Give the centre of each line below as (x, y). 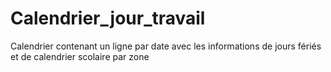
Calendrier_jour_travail (108, 18)
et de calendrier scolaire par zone (80, 56)
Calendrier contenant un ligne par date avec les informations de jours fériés (166, 46)
